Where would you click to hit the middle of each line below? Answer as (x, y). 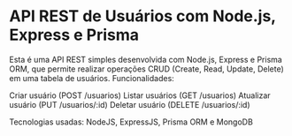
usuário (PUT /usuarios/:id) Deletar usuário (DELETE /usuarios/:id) (130, 104)
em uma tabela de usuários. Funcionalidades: (92, 78)
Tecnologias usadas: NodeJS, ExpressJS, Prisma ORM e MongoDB (131, 122)
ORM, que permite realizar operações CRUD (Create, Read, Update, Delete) (147, 69)
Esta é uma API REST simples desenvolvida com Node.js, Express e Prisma (146, 59)
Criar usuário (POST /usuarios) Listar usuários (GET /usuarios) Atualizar (140, 95)
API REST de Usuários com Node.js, (142, 16)
